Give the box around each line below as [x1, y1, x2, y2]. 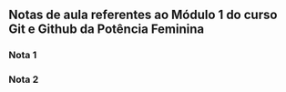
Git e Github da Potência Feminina [8, 22, 205, 37]
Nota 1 [8, 49, 37, 62]
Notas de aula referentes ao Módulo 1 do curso [8, 7, 278, 23]
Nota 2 [8, 73, 39, 86]
